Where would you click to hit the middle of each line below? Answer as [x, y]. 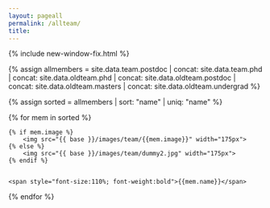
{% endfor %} [31, 197]
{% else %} [27, 147]
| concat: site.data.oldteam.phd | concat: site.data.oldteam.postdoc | [122, 78]
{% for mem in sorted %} [50, 118]
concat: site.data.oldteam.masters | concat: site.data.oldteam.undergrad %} [134, 86]
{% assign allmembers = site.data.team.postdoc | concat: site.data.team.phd [135, 69]
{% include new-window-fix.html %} [69, 54]
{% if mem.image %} [41, 133]
